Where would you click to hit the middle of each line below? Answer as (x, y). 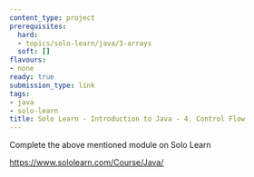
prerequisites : (38, 26)
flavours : (28, 60)
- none (22, 69)
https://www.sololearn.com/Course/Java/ (87, 162)
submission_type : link (52, 85)
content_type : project (52, 18)
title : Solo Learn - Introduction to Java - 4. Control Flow (127, 119)
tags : (20, 93)
